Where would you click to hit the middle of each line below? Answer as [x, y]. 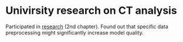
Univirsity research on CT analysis [91, 11]
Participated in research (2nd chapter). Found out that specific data [87, 26]
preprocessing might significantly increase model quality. [75, 32]
